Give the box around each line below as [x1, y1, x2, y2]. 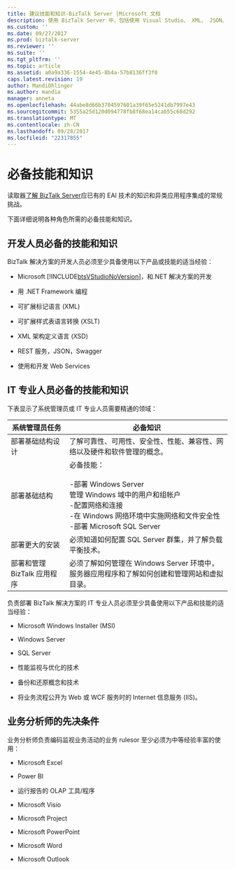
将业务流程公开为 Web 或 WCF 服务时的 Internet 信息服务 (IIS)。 [17, 693, 201, 701]
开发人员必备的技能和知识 [7, 237, 117, 249]
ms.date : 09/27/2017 [7, 29, 68, 37]
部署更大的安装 [10, 540, 61, 550]
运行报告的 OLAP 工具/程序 [17, 786, 95, 795]
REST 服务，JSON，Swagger [17, 347, 103, 355]
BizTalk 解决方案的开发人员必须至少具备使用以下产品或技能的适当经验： [7, 258, 213, 265]
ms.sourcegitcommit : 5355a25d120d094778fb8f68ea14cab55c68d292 [7, 108, 196, 115]
